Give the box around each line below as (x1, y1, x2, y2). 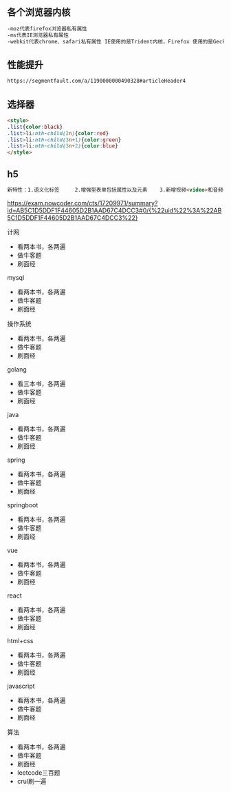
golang (7, 365, 27, 374)
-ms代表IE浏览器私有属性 (7, 32, 69, 39)
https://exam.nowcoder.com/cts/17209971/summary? (7, 199, 158, 207)
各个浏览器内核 (7, 6, 71, 19)
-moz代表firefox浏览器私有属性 (7, 25, 87, 32)
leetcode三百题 (16, 768, 60, 777)
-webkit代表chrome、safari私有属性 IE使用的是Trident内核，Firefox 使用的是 (7, 38, 213, 45)
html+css (7, 636, 34, 644)
